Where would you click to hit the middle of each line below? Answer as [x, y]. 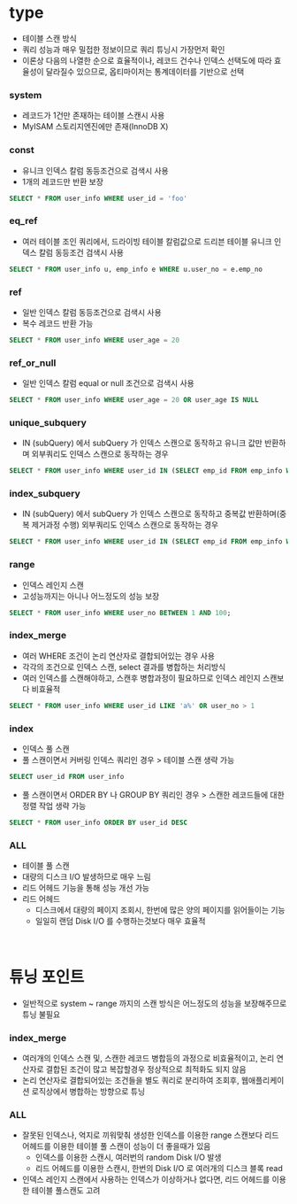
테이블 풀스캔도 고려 [66, 1191]
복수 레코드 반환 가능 [57, 323]
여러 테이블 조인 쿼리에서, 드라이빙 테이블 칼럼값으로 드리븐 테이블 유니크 [147, 241]
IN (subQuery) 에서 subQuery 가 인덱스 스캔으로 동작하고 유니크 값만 [142, 443]
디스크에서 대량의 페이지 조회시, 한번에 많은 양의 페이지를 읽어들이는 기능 [160, 909]
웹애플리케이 [263, 1081]
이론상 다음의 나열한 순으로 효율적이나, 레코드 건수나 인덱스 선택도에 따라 [147, 60]
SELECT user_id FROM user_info [67, 776]
